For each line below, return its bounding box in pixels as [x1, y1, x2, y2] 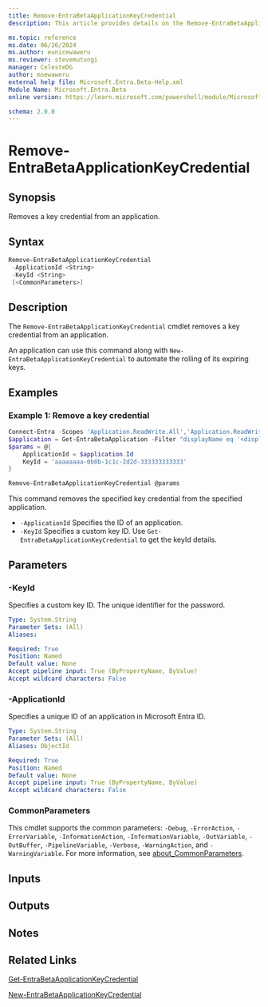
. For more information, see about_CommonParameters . [61, 849, 245, 858]
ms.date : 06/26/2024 [8, 41, 77, 49]
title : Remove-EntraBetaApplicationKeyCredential [8, 11, 177, 20]
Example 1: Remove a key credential [8, 409, 150, 420]
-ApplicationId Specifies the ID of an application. [19, 518, 183, 527]
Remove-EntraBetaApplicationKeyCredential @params [8, 480, 180, 488]
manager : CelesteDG [8, 63, 73, 72]
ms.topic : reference [8, 34, 77, 42]
